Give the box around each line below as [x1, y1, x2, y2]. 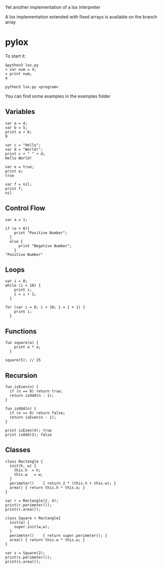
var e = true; [5, 164, 35, 169]
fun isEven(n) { [5, 384, 39, 389]
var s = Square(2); [5, 550, 46, 556]
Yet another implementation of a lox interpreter [5, 4, 101, 10]
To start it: [5, 53, 26, 59]
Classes [5, 446, 31, 455]
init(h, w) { [9, 463, 37, 468]
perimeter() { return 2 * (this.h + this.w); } [9, 480, 116, 486]
